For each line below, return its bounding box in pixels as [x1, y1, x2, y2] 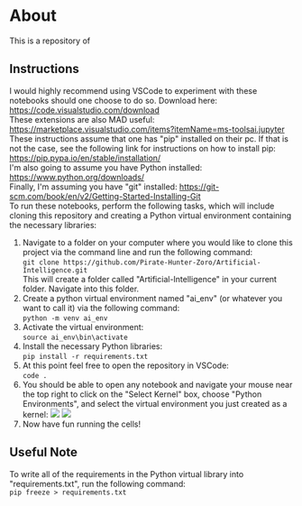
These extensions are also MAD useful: [9, 114, 155, 124]
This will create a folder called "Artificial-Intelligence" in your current [22, 273, 278, 284]
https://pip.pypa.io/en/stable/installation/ [9, 152, 161, 163]
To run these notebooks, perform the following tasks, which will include [9, 200, 275, 211]
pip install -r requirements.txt [22, 352, 149, 361]
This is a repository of [9, 35, 91, 46]
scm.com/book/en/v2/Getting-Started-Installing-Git [9, 190, 201, 201]
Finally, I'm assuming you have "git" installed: [9, 181, 178, 192]
